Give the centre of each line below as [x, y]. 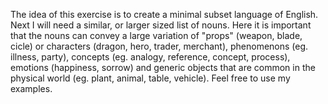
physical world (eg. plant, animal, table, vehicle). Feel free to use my [150, 78]
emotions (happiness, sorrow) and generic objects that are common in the [163, 67]
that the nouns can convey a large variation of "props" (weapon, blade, [156, 35]
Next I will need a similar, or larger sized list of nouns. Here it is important [161, 25]
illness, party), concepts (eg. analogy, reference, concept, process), [150, 57]
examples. [31, 88]
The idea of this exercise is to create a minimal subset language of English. [164, 14]
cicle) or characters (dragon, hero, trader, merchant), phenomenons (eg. [159, 46]
